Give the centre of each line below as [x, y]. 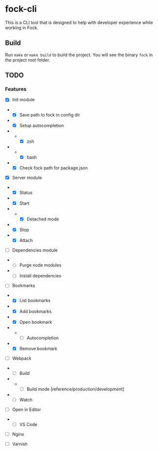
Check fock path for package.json [53, 168]
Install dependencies [40, 276]
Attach [26, 240]
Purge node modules [40, 265]
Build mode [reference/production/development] [75, 389]
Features [16, 89]
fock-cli [21, 9]
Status [26, 192]
